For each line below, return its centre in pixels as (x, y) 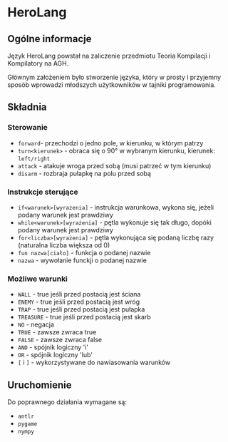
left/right (34, 159)
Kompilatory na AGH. (38, 63)
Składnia (27, 107)
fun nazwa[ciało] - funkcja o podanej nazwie (84, 252)
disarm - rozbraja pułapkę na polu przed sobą (84, 173)
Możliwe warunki (37, 279)
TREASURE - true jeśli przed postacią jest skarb (84, 317)
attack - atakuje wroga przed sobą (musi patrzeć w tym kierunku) (114, 165)
